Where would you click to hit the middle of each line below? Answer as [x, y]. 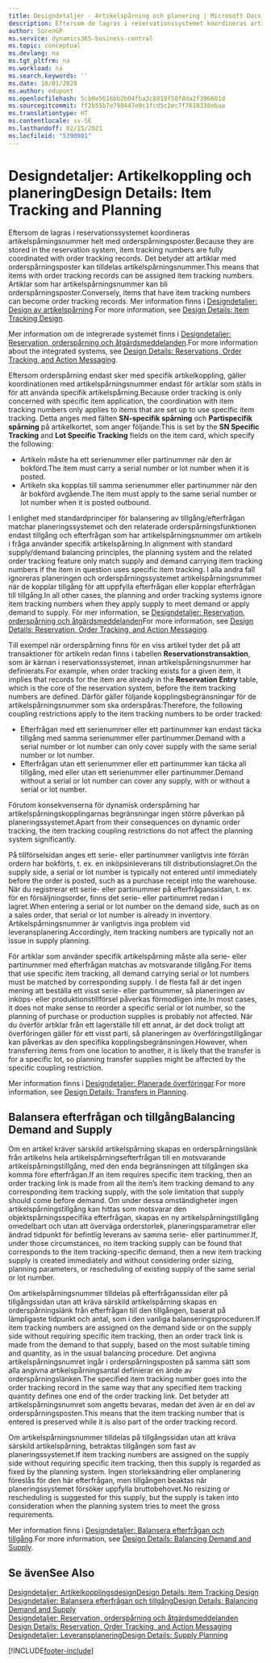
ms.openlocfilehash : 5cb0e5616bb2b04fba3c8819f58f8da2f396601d [117, 98]
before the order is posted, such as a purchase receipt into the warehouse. [133, 880]
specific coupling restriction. [56, 1068]
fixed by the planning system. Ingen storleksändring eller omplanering [125, 1472]
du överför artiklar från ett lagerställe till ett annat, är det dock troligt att [127, 1025]
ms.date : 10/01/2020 [43, 83]
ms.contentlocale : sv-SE [50, 121]
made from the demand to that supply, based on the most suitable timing [129, 1345]
